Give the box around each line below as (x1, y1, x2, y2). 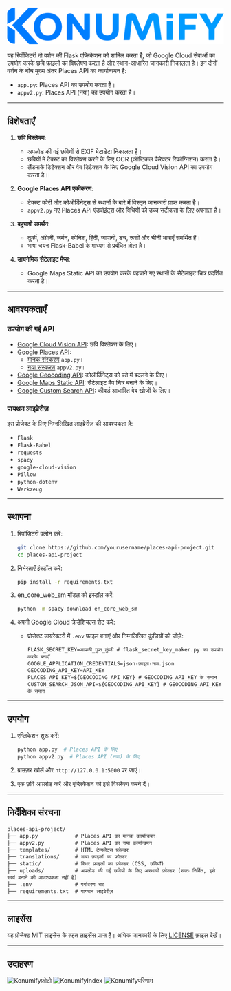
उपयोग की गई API (7, 324, 55, 334)
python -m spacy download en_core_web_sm (16, 605, 138, 613)
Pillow (16, 471, 36, 478)
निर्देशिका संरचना (7, 807, 60, 818)
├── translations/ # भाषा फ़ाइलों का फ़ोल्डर (7, 853, 128, 860)
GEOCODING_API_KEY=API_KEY (27, 667, 105, 674)
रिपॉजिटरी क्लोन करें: (16, 529, 63, 538)
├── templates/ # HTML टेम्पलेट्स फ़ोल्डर (7, 846, 129, 853)
